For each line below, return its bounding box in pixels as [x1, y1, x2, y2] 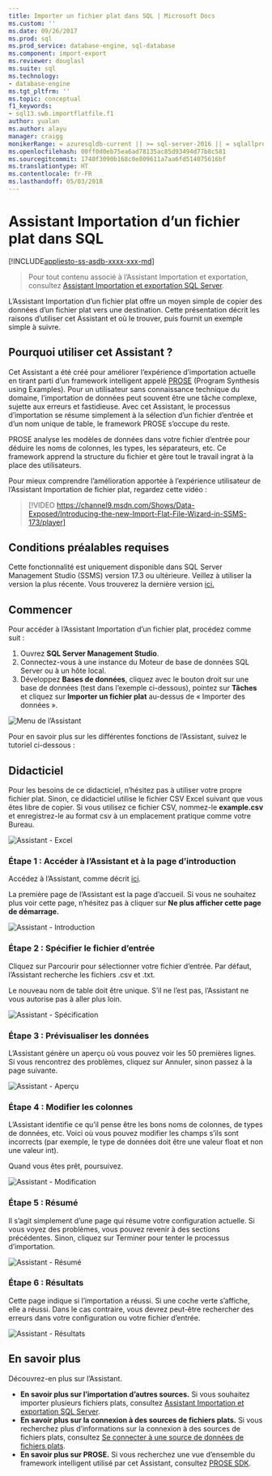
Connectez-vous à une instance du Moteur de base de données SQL [19, 657, 249, 667]
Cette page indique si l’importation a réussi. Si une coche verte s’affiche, [8, 1295, 251, 1305]
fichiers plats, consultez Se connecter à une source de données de [19, 1432, 244, 1442]
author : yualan [8, 117, 60, 125]
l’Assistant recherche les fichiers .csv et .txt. [8, 969, 155, 980]
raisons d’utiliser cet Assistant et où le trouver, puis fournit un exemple [8, 313, 243, 323]
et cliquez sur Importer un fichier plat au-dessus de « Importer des [19, 691, 245, 701]
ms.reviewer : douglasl [8, 57, 85, 66]
